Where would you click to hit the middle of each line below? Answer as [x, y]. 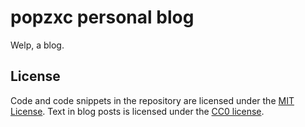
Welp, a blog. [37, 45]
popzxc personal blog [102, 17]
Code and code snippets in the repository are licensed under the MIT [152, 100]
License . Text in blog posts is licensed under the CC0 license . [137, 111]
